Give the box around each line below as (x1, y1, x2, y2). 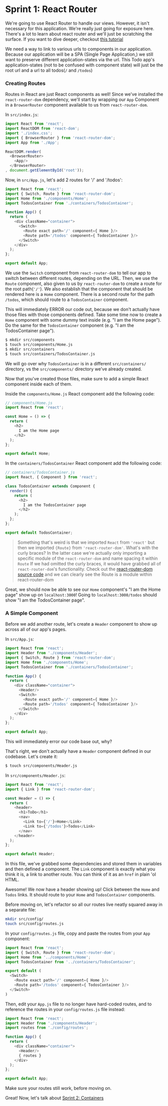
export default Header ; (5, 852, 55, 857)
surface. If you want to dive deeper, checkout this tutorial (5, 36, 124, 42)
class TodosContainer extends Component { (5, 484, 95, 489)
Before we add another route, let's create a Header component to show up (5, 621, 157, 627)
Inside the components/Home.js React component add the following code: (5, 390, 155, 396)
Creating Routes (5, 79, 46, 86)
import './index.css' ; (5, 131, 53, 136)
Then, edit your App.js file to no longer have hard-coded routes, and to (5, 1001, 152, 1007)
